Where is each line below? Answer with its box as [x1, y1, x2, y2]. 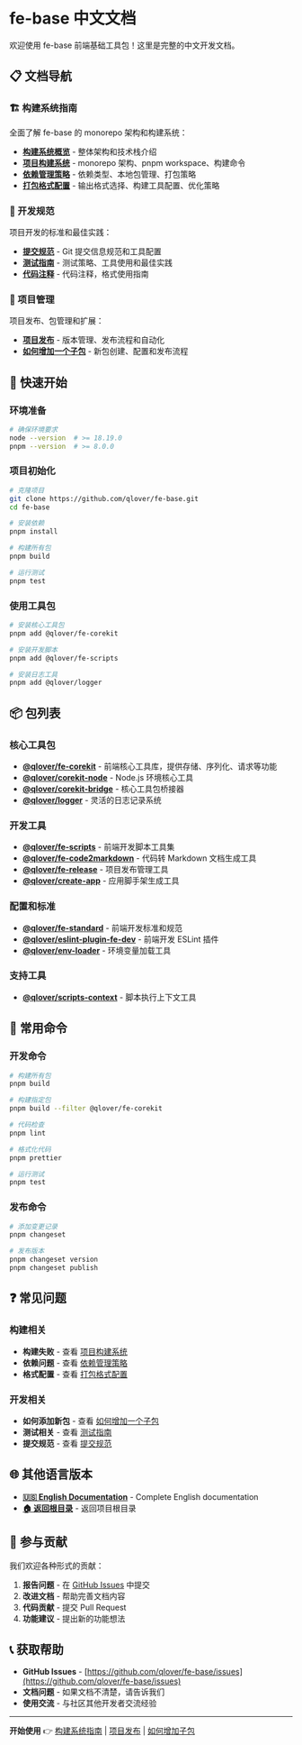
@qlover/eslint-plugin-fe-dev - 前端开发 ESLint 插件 [22, 934, 219, 945]
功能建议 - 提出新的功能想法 [22, 1613, 126, 1623]
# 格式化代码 [9, 1145, 51, 1154]
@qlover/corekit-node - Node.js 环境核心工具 [22, 772, 194, 782]
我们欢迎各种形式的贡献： [9, 1560, 104, 1571]
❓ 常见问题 [9, 1291, 67, 1306]
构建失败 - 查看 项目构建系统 [22, 1346, 129, 1357]
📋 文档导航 [9, 69, 73, 84]
